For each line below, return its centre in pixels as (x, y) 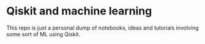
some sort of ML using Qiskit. (43, 34)
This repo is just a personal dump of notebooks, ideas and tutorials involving (102, 28)
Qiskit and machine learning (79, 11)
